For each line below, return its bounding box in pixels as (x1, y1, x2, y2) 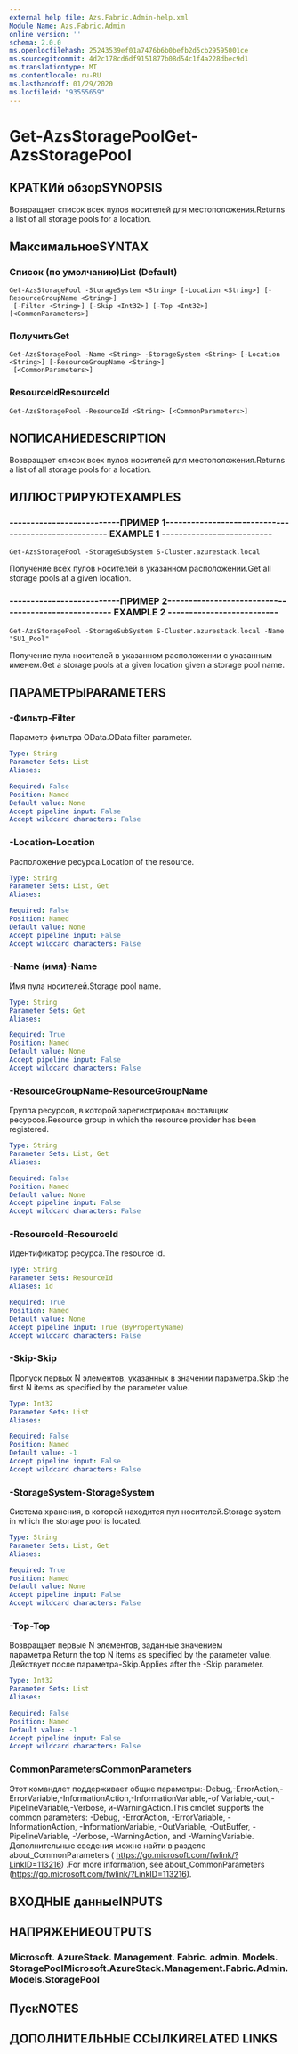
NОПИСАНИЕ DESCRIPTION (9, 431, 166, 446)
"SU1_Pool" (9, 634, 50, 643)
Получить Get (9, 330, 69, 343)
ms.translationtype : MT (9, 63, 98, 72)
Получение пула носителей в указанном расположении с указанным (9, 649, 273, 660)
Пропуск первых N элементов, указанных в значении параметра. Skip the (9, 1373, 289, 1383)
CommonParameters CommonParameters (9, 1763, 193, 1775)
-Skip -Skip (9, 1352, 58, 1365)
